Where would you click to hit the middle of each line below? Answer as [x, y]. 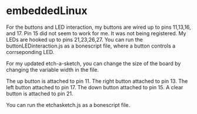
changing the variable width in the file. [52, 69]
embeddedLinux [47, 11]
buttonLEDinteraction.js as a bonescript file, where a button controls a [91, 46]
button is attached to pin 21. [40, 93]
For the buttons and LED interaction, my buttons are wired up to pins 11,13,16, [98, 27]
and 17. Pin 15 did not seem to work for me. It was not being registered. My [96, 33]
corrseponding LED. [30, 52]
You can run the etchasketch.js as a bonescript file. [68, 105]
